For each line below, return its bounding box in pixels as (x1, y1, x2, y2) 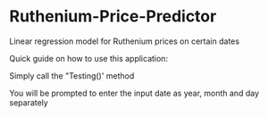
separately (9, 96, 49, 108)
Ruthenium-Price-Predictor (9, 6, 217, 27)
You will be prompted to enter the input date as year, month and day (9, 88, 259, 98)
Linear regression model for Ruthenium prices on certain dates (9, 36, 239, 46)
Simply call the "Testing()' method (9, 70, 135, 81)
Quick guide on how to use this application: (9, 53, 168, 63)
